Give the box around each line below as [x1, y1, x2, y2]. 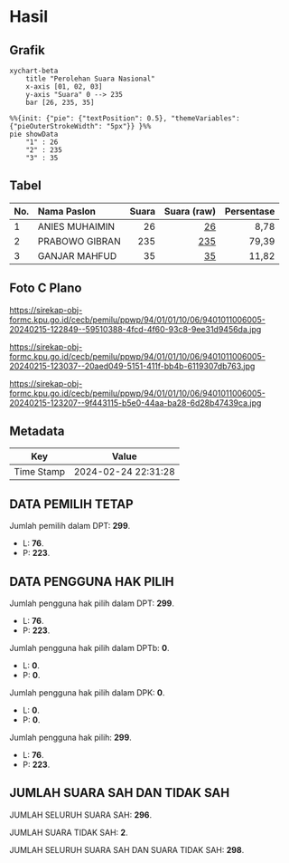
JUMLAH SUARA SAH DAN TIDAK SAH [9, 785, 230, 801]
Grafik [9, 43, 45, 58]
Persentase [224, 205, 275, 217]
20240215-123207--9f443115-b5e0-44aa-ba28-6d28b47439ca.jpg [9, 397, 262, 408]
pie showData [9, 129, 59, 139]
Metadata [9, 424, 65, 439]
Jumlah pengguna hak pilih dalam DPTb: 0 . [9, 643, 170, 654]
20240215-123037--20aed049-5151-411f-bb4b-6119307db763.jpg [9, 360, 256, 371]
